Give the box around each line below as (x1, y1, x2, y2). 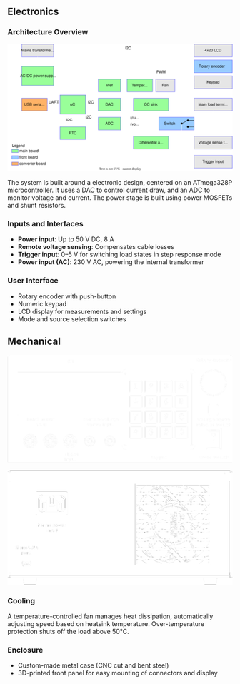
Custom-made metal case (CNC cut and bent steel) (17, 661, 169, 670)
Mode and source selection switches (17, 314, 126, 323)
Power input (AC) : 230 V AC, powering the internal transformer (17, 258, 204, 266)
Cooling (7, 595, 36, 605)
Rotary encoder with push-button (17, 292, 116, 301)
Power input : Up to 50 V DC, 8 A (17, 235, 114, 243)
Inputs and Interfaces (7, 219, 84, 229)
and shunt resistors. (7, 201, 66, 210)
